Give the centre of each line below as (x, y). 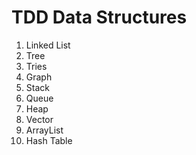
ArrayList (44, 130)
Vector (39, 119)
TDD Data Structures (99, 17)
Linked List (48, 45)
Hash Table (49, 140)
